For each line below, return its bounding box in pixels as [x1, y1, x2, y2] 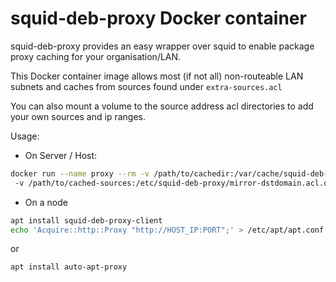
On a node [24, 196, 68, 208]
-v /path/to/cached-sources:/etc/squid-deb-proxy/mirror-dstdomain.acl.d [14, 178, 329, 188]
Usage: [10, 130, 40, 142]
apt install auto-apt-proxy [10, 262, 128, 272]
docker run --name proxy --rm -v [10, 168, 150, 179]
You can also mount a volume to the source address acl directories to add [10, 100, 314, 112]
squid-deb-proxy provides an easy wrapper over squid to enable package [10, 40, 315, 52]
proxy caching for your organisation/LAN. [10, 50, 182, 62]
